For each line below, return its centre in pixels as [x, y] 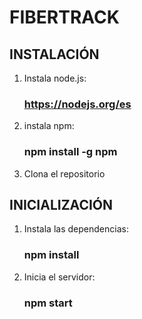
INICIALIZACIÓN [61, 204]
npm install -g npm [70, 152]
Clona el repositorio [64, 173]
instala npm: [49, 126]
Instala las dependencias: [76, 229]
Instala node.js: [55, 78]
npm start [48, 303]
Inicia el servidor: [59, 277]
